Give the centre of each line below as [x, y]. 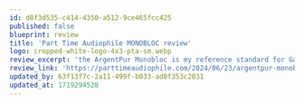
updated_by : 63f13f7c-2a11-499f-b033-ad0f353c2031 [107, 77]
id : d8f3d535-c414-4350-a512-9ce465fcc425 [90, 18]
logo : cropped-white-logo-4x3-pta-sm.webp [90, 52]
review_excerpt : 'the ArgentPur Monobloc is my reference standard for [147, 60]
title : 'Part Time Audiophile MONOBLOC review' [101, 43]
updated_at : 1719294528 [54, 85]
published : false [42, 26]
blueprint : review [44, 34]
